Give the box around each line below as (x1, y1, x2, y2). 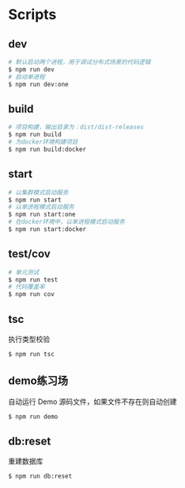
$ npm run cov (8, 290, 55, 298)
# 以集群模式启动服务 (8, 188, 69, 196)
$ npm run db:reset (8, 472, 73, 481)
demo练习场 (8, 375, 69, 388)
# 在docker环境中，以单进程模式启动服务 (8, 218, 125, 226)
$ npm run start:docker (8, 225, 87, 233)
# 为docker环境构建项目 (8, 138, 78, 146)
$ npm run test (8, 275, 59, 283)
